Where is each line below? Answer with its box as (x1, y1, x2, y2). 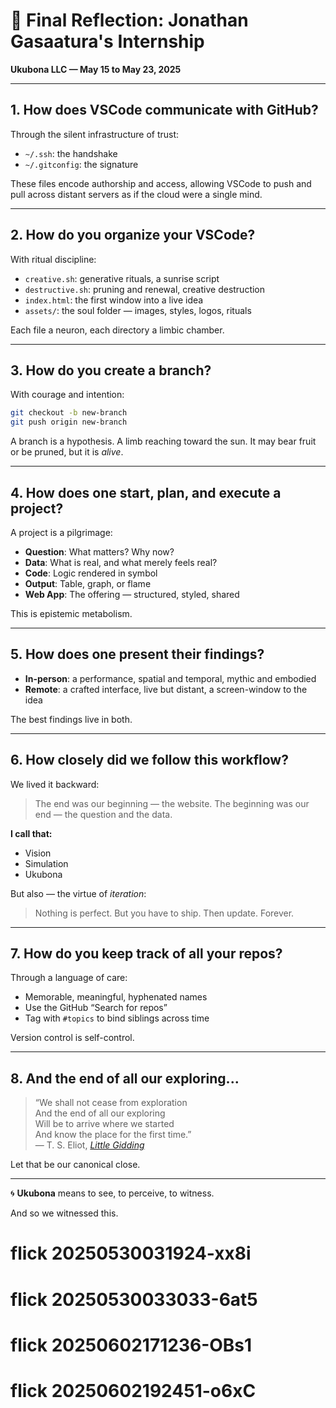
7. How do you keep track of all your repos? (10, 945, 283, 962)
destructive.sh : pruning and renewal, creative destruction (24, 283, 266, 295)
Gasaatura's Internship (10, 30, 205, 53)
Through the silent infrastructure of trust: (10, 128, 180, 140)
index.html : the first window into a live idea (24, 294, 204, 306)
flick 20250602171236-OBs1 (10, 1334, 253, 1356)
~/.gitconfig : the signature (24, 158, 139, 170)
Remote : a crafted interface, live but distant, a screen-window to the (24, 683, 308, 695)
